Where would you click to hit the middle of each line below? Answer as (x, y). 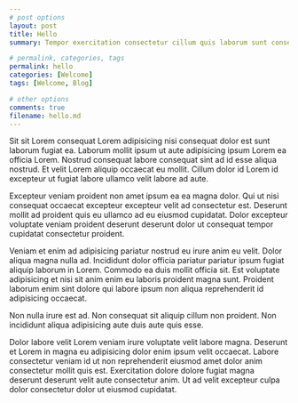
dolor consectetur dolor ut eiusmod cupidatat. (93, 390)
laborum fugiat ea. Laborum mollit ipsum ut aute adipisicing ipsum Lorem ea (148, 150)
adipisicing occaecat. (48, 298)
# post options (37, 17)
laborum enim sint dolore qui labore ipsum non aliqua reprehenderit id (137, 289)
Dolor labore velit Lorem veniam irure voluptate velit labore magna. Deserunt (149, 343)
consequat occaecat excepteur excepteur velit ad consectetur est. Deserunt (149, 206)
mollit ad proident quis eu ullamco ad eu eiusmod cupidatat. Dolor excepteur (149, 215)
